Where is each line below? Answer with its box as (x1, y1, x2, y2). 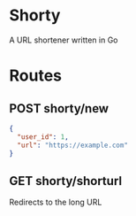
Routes (9, 66, 62, 86)
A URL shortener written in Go (9, 35, 118, 45)
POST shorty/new (9, 101, 109, 116)
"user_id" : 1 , (17, 132, 69, 142)
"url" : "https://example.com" (17, 141, 128, 150)
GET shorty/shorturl (9, 174, 122, 189)
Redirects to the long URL (9, 197, 102, 208)
